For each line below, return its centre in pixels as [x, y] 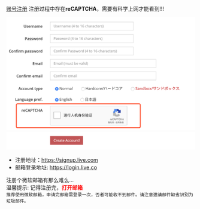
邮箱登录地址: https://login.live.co [56, 167]
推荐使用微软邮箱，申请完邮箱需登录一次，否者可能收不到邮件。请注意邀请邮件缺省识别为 [100, 195]
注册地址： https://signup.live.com [57, 159]
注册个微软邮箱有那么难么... [40, 180]
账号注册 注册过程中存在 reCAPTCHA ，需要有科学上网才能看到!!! [85, 9]
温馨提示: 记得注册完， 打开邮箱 [44, 188]
